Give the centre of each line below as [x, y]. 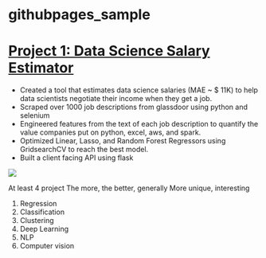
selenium [35, 115]
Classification [42, 212]
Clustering [37, 221]
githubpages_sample [80, 15]
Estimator [41, 68]
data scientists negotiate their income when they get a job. [116, 99]
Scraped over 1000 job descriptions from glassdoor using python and [134, 107]
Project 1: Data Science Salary [109, 51]
